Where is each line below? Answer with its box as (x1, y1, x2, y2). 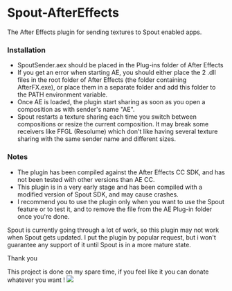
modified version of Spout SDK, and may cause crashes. (17, 190, 179, 199)
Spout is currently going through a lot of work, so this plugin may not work (7, 226, 220, 234)
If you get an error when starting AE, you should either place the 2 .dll (17, 68, 216, 77)
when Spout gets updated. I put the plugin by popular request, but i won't (7, 233, 217, 241)
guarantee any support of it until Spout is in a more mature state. (7, 240, 192, 249)
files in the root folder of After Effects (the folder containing (17, 76, 187, 84)
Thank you (7, 253, 38, 262)
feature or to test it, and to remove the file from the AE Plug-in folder (17, 205, 213, 213)
